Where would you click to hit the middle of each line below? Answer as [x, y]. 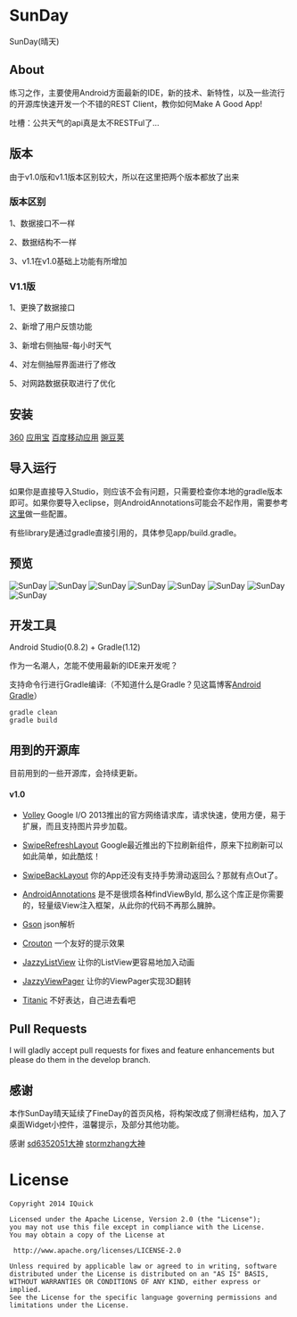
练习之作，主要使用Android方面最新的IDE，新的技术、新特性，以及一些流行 [147, 92]
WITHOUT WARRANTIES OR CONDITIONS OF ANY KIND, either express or [135, 1281]
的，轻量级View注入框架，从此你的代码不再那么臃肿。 [121, 906]
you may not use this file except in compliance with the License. [137, 1227]
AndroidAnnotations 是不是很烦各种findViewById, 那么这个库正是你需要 [153, 894]
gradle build [33, 721]
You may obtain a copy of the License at [87, 1235]
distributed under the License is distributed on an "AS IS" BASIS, [139, 1274]
